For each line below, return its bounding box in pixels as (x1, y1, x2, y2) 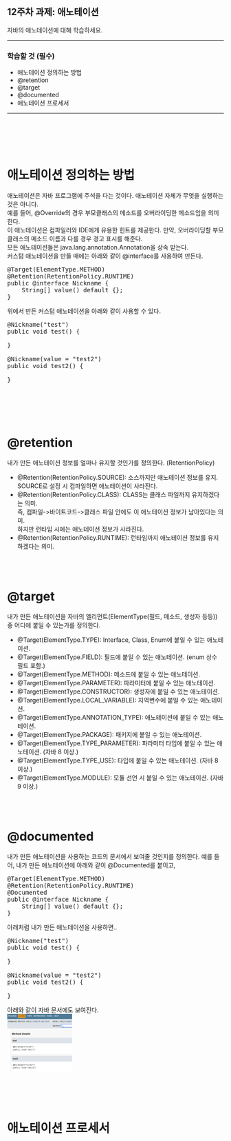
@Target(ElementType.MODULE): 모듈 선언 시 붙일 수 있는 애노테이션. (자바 (16, 774, 224, 782)
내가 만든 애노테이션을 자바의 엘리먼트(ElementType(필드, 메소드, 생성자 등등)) (7, 612, 218, 620)
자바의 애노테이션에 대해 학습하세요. (7, 26, 103, 34)
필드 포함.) (16, 661, 46, 669)
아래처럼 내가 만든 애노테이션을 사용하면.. (7, 922, 118, 931)
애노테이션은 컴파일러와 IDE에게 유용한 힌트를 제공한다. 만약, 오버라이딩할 (14, 226, 212, 234)
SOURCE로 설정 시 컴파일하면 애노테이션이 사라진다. (16, 481, 158, 490)
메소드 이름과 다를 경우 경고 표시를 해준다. (30, 234, 143, 243)
